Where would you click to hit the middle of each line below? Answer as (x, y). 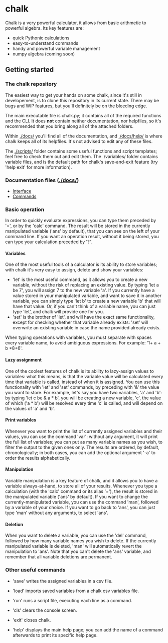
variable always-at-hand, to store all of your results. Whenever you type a (81, 486)
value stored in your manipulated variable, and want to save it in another (87, 296)
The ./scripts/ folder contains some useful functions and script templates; (81, 151)
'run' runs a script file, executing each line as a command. (72, 600)
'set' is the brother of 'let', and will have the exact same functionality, (83, 317)
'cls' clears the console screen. (45, 610)
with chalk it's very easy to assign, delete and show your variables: (74, 270)
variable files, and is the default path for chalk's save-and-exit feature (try (81, 162)
